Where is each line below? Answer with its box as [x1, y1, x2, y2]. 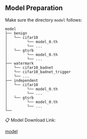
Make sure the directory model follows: [5, 17, 82, 23]
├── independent [5, 78, 38, 83]
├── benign [5, 30, 27, 36]
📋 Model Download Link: [5, 117, 56, 123]
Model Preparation [5, 4, 63, 12]
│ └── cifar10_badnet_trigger [5, 69, 71, 74]
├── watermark [5, 61, 34, 66]
